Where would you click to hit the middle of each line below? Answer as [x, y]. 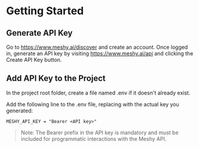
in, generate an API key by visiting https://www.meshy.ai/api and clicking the [100, 53]
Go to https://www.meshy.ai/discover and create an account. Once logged [97, 47]
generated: [20, 111]
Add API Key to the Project [56, 78]
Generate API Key [40, 33]
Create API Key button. [34, 60]
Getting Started [45, 11]
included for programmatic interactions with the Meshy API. [94, 138]
